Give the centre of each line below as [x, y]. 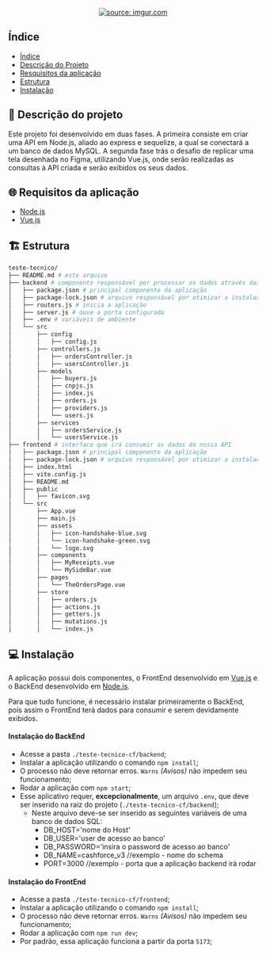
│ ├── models [40, 371]
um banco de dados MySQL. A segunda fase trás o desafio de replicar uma [131, 151]
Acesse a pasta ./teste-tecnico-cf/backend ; [93, 754]
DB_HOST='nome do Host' [87, 830]
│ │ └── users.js [51, 415]
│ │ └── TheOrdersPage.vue [67, 585]
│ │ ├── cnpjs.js [51, 386]
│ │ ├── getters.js [55, 614]
